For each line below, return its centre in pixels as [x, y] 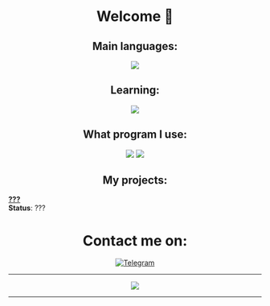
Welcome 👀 [135, 17]
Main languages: [135, 46]
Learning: [135, 91]
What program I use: [135, 135]
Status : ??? [27, 208]
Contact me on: [135, 240]
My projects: [135, 180]
